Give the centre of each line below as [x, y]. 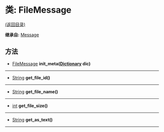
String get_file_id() [31, 77]
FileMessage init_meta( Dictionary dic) [51, 63]
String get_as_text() [32, 119]
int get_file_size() [30, 106]
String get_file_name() [35, 92]
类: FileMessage [38, 10]
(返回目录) [15, 24]
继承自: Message [22, 35]
